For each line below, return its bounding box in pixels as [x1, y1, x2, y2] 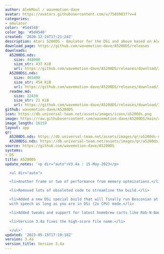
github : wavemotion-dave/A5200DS [5, 107, 73, 112]
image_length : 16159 [5, 121, 47, 126]
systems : [5, 148, 23, 153]
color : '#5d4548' [5, 25, 41, 30]
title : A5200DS [5, 157, 36, 162]
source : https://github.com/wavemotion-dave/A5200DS [5, 144, 115, 148]
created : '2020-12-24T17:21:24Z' [5, 35, 73, 40]
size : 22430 [14, 93, 38, 98]
